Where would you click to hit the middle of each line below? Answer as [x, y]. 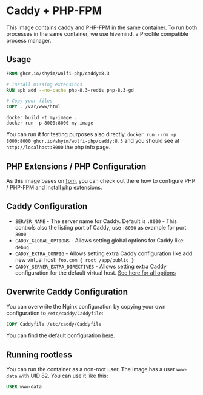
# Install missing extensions [45, 84]
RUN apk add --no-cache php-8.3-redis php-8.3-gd [70, 90]
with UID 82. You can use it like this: [63, 376]
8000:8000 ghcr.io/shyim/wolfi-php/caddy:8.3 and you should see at [93, 141]
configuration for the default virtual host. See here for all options [95, 273]
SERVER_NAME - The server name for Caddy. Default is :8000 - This [96, 221]
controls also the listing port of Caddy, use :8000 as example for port [101, 227]
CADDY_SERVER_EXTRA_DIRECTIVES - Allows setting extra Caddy [91, 266]
